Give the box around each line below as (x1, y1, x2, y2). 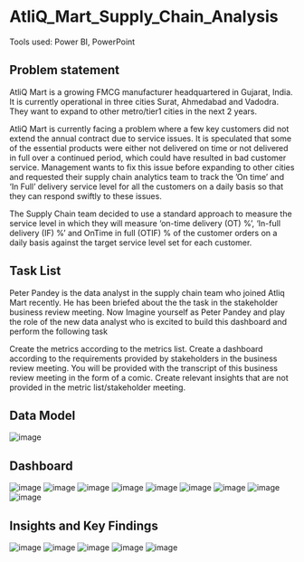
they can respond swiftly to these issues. (9, 190, 163, 201)
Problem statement (9, 62, 120, 78)
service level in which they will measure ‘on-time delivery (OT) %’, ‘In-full (9, 217, 281, 228)
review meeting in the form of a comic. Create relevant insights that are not (9, 372, 290, 383)
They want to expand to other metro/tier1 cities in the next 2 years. (9, 106, 258, 117)
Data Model (9, 407, 76, 423)
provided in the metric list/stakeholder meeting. (9, 382, 186, 393)
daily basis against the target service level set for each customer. (9, 237, 252, 248)
